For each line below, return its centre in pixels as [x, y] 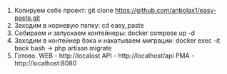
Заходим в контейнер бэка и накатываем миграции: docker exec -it [117, 41]
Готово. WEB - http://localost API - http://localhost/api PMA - [104, 55]
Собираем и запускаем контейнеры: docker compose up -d [104, 33]
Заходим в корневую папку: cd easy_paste [79, 25]
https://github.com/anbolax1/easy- [166, 10]
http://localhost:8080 [45, 63]
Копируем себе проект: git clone [64, 10]
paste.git [27, 18]
